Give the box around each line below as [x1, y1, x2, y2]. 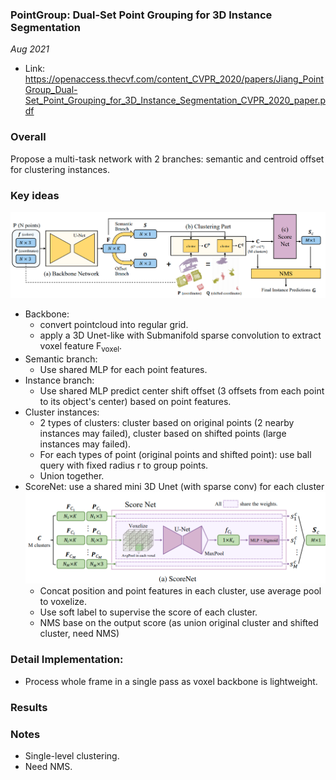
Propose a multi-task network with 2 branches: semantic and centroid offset [10, 153, 325, 165]
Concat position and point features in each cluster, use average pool [39, 585, 322, 597]
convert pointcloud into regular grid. [39, 319, 189, 331]
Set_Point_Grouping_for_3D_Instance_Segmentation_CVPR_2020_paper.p [24, 94, 326, 107]
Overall [10, 130, 47, 144]
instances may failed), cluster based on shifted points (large [39, 428, 287, 440]
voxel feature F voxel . [39, 340, 123, 355]
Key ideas [10, 188, 60, 202]
